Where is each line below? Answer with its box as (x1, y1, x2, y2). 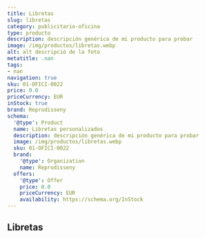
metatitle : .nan (7, 55, 54, 62)
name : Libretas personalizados (13, 126, 104, 132)
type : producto (7, 29, 51, 37)
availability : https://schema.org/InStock (19, 196, 144, 204)
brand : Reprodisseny (7, 106, 67, 113)
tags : (7, 61, 23, 68)
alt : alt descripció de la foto (7, 49, 100, 56)
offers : (13, 170, 36, 177)
